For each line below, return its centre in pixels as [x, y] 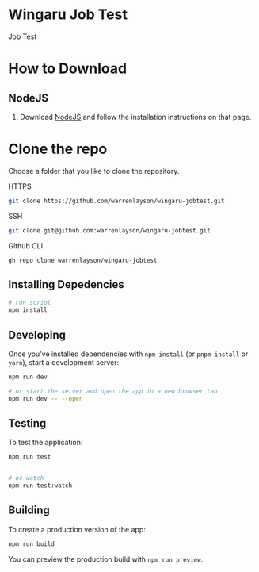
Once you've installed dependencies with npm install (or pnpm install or [128, 354]
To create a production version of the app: [77, 529]
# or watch [26, 478]
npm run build [32, 544]
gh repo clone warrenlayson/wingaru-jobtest [83, 260]
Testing [27, 423]
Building [29, 511]
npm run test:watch [40, 486]
